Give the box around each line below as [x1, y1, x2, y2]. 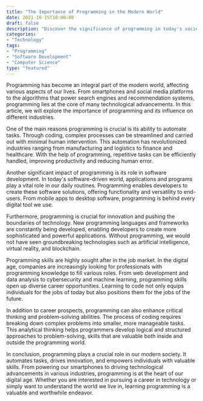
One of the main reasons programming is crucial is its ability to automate [6, 125, 187, 133]
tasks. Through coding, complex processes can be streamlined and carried [6, 132, 193, 139]
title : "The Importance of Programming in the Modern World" [6, 8, 164, 15]
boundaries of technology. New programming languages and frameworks [6, 219, 189, 226]
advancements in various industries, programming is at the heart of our [6, 370, 184, 377]
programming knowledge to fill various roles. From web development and [6, 269, 188, 277]
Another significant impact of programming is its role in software [6, 169, 167, 176]
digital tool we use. [6, 201, 53, 208]
